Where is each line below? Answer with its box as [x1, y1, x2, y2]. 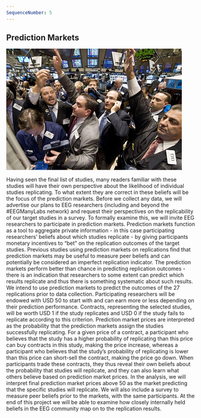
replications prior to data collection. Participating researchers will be [6, 290, 175, 298]
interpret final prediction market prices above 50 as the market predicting [6, 380, 188, 387]
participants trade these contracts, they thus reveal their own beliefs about [6, 361, 191, 368]
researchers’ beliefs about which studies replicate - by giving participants [6, 234, 188, 241]
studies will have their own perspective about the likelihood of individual [6, 183, 184, 190]
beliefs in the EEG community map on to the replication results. [6, 405, 162, 413]
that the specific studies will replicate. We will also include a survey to [6, 386, 179, 393]
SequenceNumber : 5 [6, 10, 52, 16]
